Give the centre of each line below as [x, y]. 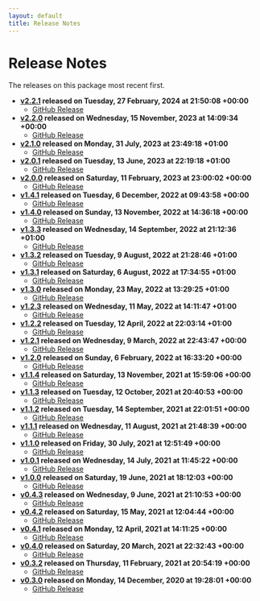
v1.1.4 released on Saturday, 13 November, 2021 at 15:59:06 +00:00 [135, 375]
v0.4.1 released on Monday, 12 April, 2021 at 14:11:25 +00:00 [124, 529]
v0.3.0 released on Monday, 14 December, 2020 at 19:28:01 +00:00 [136, 580]
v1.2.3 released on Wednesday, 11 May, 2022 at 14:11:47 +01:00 [128, 306]
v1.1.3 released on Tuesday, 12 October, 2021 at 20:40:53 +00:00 [131, 392]
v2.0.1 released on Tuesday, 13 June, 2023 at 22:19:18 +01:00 [125, 161]
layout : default [35, 16]
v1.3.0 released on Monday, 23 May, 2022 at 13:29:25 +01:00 [124, 289]
